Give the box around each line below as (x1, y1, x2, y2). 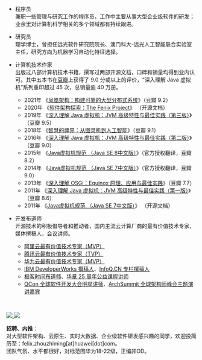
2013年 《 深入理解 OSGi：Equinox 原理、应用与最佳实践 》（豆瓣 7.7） (24, 180, 195, 186)
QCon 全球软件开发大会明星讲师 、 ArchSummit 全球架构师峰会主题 (24, 280, 188, 288)
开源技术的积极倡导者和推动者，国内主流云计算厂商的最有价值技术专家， (14, 223, 195, 229)
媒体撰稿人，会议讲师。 (14, 230, 74, 237)
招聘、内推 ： (6, 325, 38, 332)
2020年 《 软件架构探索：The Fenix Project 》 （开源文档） (24, 104, 169, 111)
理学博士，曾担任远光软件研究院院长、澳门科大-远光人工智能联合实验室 (14, 41, 192, 48)
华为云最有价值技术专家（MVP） (24, 258, 105, 265)
